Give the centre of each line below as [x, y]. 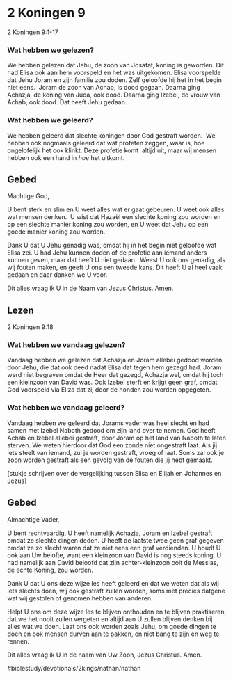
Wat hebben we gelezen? [51, 50]
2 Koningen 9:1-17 [33, 32]
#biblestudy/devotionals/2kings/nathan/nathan [74, 668]
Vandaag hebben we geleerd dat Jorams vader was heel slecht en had [109, 423]
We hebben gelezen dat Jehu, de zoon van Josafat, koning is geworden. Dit [115, 65]
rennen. [18, 641]
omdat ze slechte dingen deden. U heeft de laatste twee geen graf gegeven [115, 540]
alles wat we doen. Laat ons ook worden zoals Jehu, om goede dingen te [112, 626]
